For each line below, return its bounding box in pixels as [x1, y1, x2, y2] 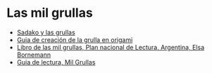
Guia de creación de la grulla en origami [16, 35, 133, 44]
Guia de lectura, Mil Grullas [16, 58, 96, 66]
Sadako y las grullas [16, 28, 75, 36]
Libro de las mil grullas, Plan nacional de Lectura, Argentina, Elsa [16, 43, 205, 51]
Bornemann [16, 51, 51, 59]
